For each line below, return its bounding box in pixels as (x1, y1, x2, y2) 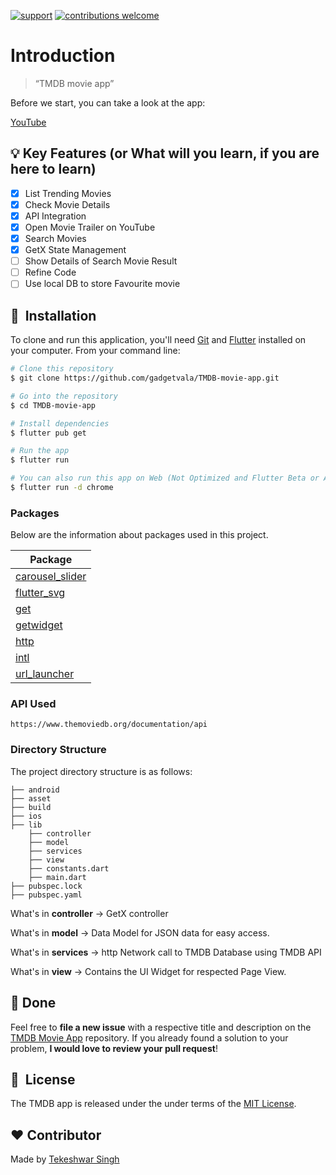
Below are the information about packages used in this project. (10, 529, 269, 541)
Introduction (10, 45, 116, 67)
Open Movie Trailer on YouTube (24, 221, 156, 233)
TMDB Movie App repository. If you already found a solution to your (10, 1031, 289, 1044)
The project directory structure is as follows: (10, 765, 193, 777)
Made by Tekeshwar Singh (10, 1153, 120, 1165)
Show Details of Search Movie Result (24, 255, 178, 267)
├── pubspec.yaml (10, 890, 83, 900)
